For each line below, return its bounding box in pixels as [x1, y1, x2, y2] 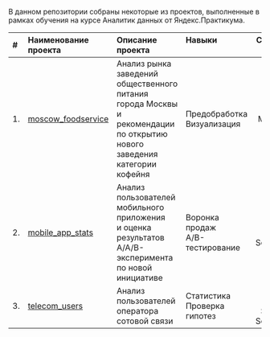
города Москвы [116, 98, 178, 109]
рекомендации [116, 118, 175, 129]
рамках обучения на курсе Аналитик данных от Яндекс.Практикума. [8, 15, 245, 25]
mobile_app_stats [27, 227, 94, 238]
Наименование [27, 35, 90, 45]
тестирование [185, 242, 241, 253]
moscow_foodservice [27, 113, 109, 124]
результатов [116, 232, 165, 243]
